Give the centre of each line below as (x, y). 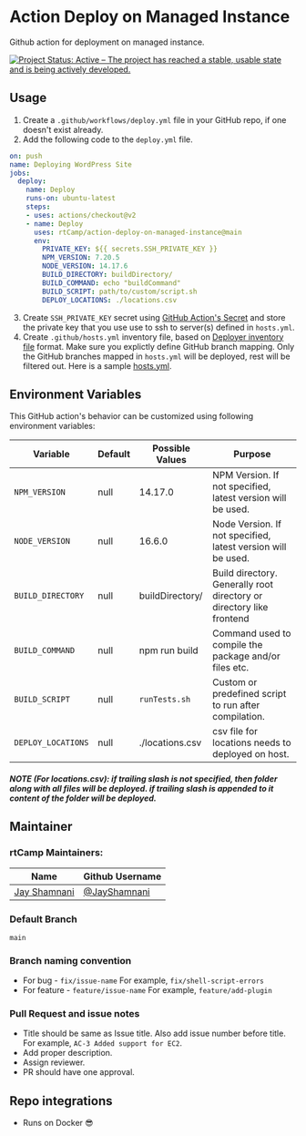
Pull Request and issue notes (75, 1014)
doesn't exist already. (63, 129)
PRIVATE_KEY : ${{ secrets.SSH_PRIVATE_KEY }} (130, 249)
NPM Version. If (246, 476)
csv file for (235, 732)
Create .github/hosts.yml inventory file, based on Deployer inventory (153, 337)
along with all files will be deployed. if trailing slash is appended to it (142, 788)
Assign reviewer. (54, 1062)
